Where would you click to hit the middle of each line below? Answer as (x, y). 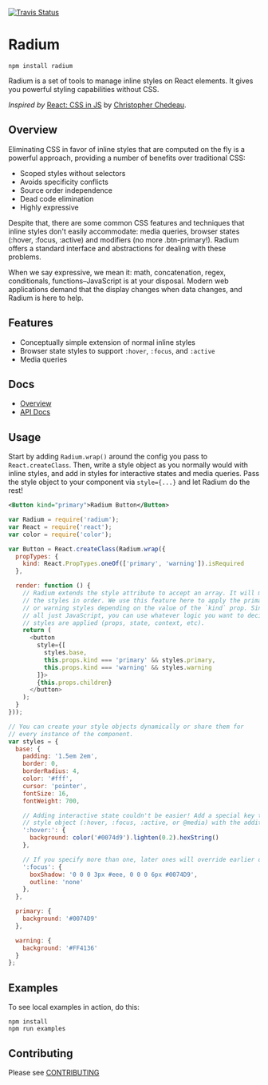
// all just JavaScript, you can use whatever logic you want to (134, 615)
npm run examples (37, 1029)
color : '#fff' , (48, 779)
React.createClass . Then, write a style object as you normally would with (128, 465)
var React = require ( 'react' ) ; (60, 527)
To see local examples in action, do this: (74, 1007)
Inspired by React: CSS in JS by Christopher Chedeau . (97, 105)
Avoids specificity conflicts (64, 182)
